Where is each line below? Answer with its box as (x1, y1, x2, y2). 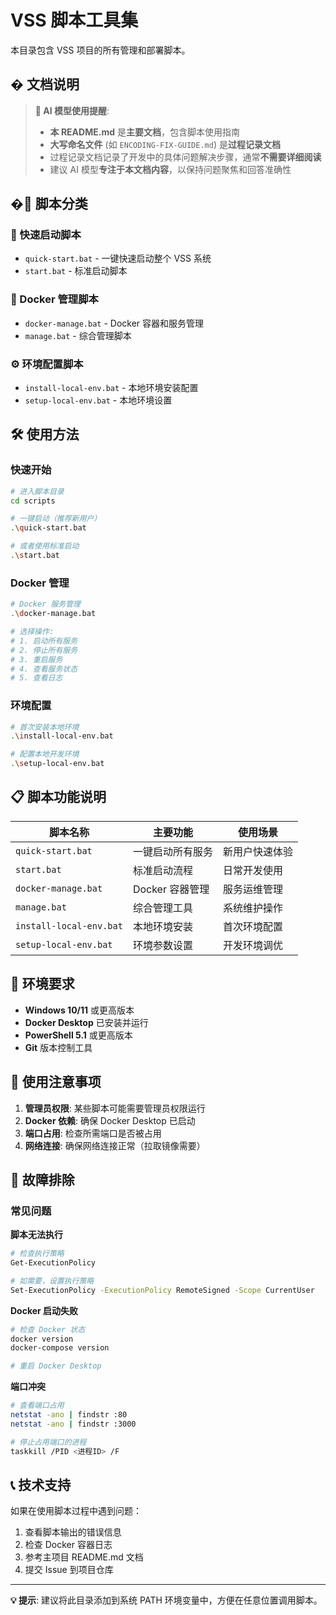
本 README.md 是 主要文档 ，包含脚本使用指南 (49, 126, 240, 138)
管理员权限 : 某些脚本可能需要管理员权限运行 (24, 1102, 206, 1114)
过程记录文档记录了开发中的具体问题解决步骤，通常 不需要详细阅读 (49, 151, 322, 163)
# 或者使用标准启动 (10, 541, 80, 551)
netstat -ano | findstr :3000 (10, 1419, 137, 1429)
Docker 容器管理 (132, 882, 210, 896)
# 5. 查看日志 (10, 673, 63, 683)
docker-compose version (10, 1343, 110, 1353)
